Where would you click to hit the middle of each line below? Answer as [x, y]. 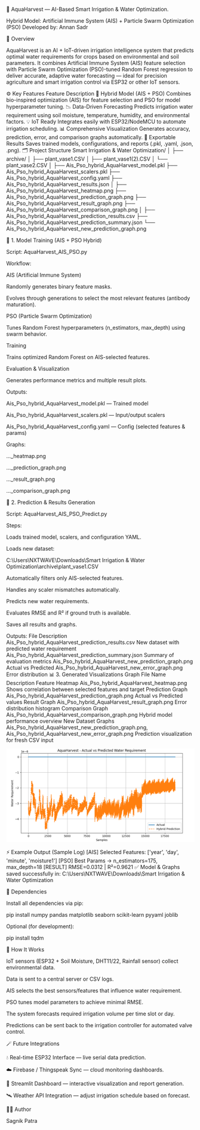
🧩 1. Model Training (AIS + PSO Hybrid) [54, 240]
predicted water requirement [41, 649]
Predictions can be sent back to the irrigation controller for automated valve [99, 1025]
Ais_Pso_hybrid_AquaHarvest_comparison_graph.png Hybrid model [90, 715]
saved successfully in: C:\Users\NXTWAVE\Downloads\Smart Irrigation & [96, 873]
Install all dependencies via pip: [45, 903]
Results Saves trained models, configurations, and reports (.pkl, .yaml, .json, [100, 144]
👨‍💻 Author [19, 1109]
